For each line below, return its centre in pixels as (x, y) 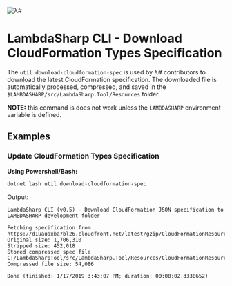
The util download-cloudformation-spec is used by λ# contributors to (106, 72)
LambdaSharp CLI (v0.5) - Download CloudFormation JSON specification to (116, 210)
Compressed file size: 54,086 (51, 264)
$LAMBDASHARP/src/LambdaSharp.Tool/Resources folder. (84, 94)
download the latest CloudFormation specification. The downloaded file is (112, 79)
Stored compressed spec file (49, 252)
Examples (29, 137)
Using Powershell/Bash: (42, 171)
